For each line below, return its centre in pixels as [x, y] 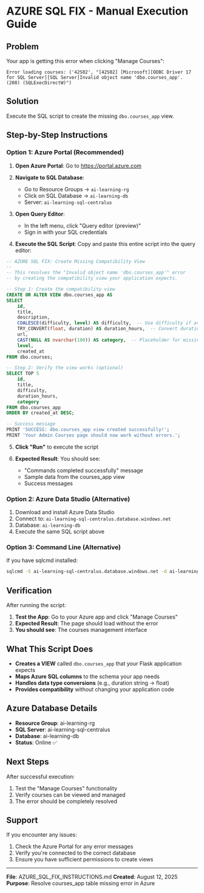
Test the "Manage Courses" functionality [66, 788]
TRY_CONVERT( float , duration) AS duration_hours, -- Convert [97, 329]
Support [22, 820]
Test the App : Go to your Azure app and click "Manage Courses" [96, 617]
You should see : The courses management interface [81, 630]
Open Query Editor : [40, 214]
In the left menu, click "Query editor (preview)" [83, 225]
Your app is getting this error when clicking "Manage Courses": [86, 61]
